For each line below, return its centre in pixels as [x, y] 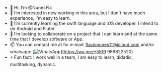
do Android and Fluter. [33, 29]
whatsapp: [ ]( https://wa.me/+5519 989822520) [71, 52]
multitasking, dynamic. [33, 64]
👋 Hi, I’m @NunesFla [31, 8]
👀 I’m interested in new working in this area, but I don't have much [78, 13]
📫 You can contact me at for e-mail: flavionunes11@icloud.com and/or [82, 45]
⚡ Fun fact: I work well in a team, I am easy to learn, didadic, [71, 57]
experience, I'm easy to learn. [40, 18]
